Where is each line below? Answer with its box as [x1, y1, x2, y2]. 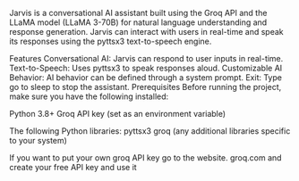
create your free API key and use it [9, 162, 137, 172]
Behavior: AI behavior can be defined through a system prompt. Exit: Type [9, 72, 282, 83]
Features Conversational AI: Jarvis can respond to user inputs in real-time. [9, 53, 284, 63]
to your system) [9, 136, 67, 145]
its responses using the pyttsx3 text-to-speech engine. [9, 36, 212, 46]
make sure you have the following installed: [9, 91, 169, 102]
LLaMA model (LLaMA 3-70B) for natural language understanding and [9, 17, 268, 28]
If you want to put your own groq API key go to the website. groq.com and [9, 152, 282, 163]
